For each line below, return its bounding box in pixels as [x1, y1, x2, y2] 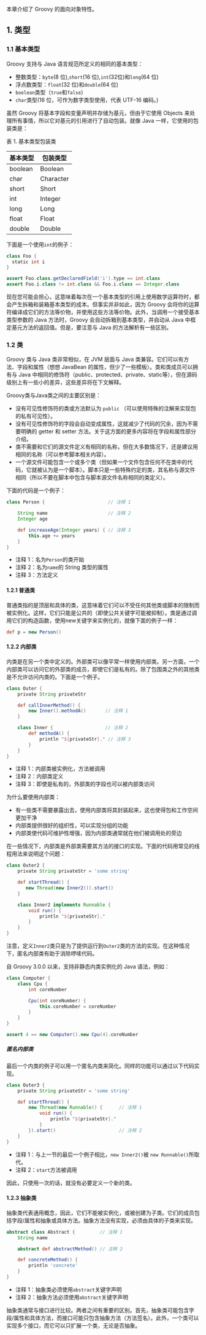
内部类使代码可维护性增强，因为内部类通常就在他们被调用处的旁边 [15, 829, 182, 837]
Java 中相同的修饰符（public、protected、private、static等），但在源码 [18, 371, 197, 379]
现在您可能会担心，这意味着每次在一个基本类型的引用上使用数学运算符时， [6, 293, 194, 301]
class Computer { [6, 975, 51, 981]
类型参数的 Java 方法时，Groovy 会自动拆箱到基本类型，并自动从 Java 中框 [6, 316, 196, 323]
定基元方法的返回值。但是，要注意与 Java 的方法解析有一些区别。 [6, 324, 172, 331]
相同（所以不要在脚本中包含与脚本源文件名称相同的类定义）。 [15, 474, 169, 481]
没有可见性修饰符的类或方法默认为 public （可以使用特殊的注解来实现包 [15, 404, 196, 412]
